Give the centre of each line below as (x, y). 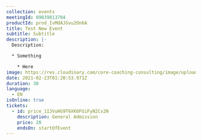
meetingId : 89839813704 (36, 17)
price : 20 (29, 122)
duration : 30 (23, 83)
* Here (25, 66)
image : (14, 72)
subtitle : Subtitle (31, 34)
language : (19, 89)
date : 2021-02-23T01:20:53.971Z (47, 78)
